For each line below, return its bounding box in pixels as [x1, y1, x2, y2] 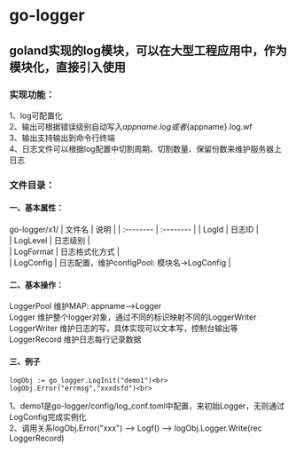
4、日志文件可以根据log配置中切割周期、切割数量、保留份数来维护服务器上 [9, 143, 282, 154]
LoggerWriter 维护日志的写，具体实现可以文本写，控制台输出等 [9, 323, 238, 334]
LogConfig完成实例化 [9, 412, 87, 423]
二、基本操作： [9, 279, 64, 289]
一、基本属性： [9, 202, 64, 213]
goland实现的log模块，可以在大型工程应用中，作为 [9, 43, 288, 58]
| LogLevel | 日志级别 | [9, 235, 90, 245]
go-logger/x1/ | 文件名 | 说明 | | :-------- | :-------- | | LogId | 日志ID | [9, 224, 259, 234]
